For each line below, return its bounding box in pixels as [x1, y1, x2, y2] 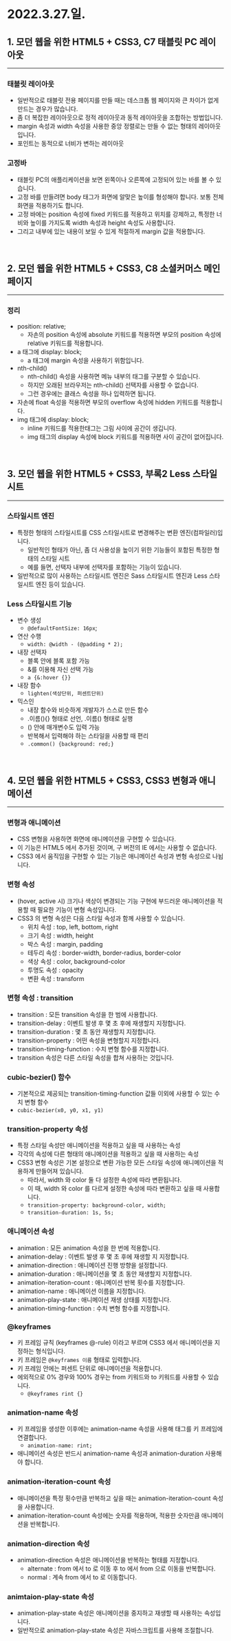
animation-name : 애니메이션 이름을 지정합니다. [16, 1287, 146, 1295]
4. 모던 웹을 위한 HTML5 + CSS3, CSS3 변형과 [7, 775, 197, 786]
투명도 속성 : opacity [27, 966, 84, 974]
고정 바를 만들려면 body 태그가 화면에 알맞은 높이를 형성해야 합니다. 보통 [16, 193, 212, 201]
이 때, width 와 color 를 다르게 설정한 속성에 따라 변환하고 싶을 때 [27, 1185, 202, 1193]
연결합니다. [16, 1433, 47, 1441]
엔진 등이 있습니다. [35, 580, 86, 588]
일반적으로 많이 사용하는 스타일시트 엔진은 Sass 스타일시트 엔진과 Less [16, 571, 208, 580]
